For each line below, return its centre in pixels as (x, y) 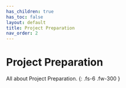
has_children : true (30, 11)
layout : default (26, 22)
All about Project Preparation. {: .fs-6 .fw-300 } (63, 79)
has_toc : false (25, 17)
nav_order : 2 (22, 33)
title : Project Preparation (41, 28)
